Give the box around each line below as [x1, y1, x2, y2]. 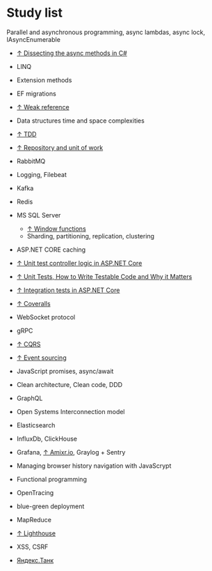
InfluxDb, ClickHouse [16, 434, 78, 443]
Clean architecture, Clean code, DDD [16, 380, 123, 388]
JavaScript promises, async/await [16, 367, 114, 375]
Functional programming [16, 475, 88, 483]
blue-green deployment [16, 502, 85, 510]
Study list [6, 5, 63, 21]
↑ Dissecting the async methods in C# [16, 49, 128, 57]
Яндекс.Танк [16, 556, 54, 564]
